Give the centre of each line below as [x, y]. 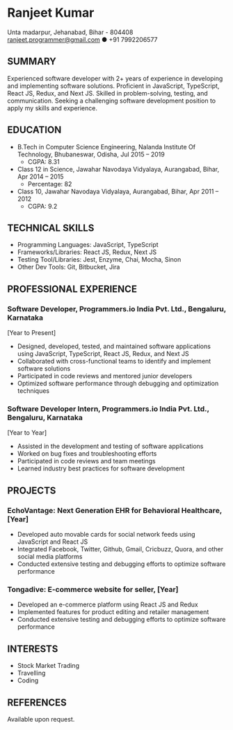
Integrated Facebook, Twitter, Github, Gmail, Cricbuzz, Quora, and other [120, 549]
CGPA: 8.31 [44, 161]
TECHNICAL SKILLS [51, 228]
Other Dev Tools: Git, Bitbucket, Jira [69, 267]
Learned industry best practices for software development [101, 468]
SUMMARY [32, 62]
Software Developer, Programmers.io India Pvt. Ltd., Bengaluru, [116, 308]
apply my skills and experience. [52, 108]
